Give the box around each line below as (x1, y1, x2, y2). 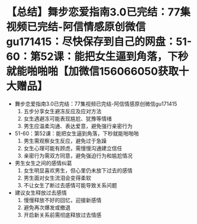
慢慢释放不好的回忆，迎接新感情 (23, 196, 102, 203)
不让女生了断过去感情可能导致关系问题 (23, 181, 117, 188)
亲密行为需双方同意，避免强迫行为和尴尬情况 (23, 152, 133, 159)
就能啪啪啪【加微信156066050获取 (6, 65, 179, 78)
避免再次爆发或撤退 (23, 204, 71, 211)
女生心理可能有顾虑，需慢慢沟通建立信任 (23, 145, 122, 152)
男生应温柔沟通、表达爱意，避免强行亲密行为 (23, 122, 133, 129)
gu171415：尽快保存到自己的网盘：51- (6, 35, 192, 49)
